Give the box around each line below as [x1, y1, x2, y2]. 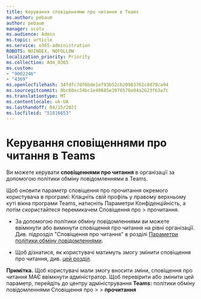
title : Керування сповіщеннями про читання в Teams [6, 8, 139, 15]
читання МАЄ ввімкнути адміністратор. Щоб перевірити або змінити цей [6, 273, 194, 281]
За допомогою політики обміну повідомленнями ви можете [14, 218, 170, 225]
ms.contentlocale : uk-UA [6, 98, 69, 104]
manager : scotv [6, 25, 45, 32]
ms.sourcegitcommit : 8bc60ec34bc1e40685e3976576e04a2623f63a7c [6, 88, 169, 94]
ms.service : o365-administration [6, 43, 91, 49]
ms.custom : [6, 65, 34, 71]
